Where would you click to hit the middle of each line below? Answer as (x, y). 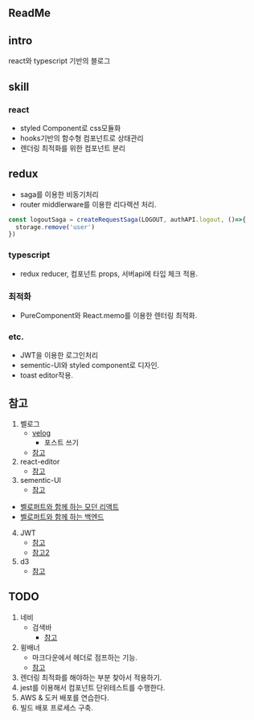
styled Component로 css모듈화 (70, 128)
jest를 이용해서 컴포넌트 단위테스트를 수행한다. (92, 687)
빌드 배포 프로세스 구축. (57, 707)
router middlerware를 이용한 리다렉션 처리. (88, 204)
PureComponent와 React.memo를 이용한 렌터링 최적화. (109, 315)
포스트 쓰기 (61, 443)
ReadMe (29, 13)
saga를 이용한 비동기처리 (59, 194)
